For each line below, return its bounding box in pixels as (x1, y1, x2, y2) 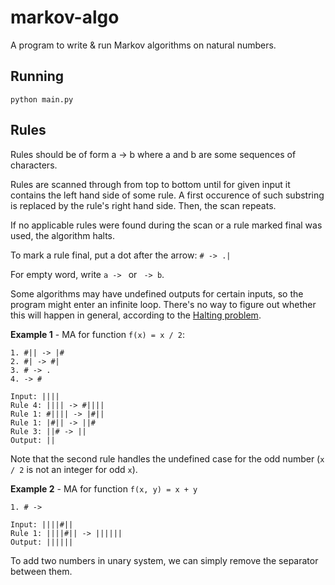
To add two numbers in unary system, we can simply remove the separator (10, 554, 319, 566)
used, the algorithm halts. (10, 229, 116, 241)
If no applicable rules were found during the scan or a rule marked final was (10, 219, 323, 231)
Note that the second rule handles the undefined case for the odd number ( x (10, 452, 325, 465)
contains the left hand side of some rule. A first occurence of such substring (10, 189, 325, 201)
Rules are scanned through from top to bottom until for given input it (10, 178, 291, 190)
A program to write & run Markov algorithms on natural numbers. (10, 39, 277, 51)
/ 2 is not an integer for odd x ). (10, 463, 138, 475)
